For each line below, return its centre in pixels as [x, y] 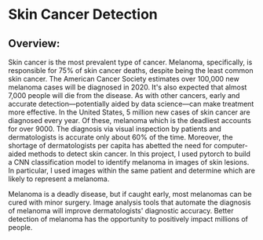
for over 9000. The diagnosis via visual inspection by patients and [115, 129]
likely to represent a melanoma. [59, 179]
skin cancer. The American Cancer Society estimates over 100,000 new [124, 79]
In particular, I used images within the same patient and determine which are [131, 171]
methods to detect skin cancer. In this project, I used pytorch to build [139, 154]
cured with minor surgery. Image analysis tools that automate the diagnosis [130, 202]
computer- [231, 145]
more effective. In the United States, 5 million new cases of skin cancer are [129, 112]
